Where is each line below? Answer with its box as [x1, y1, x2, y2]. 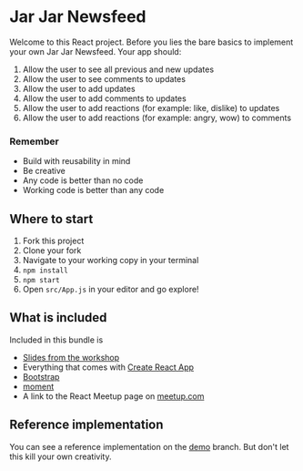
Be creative [22, 166, 66, 177]
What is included [9, 310, 107, 325]
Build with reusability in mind [22, 156, 131, 167]
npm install [22, 266, 68, 275]
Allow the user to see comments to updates [22, 73, 187, 84]
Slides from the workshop [22, 352, 120, 363]
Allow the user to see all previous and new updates [22, 64, 215, 75]
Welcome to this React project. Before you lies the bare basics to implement [9, 36, 294, 47]
